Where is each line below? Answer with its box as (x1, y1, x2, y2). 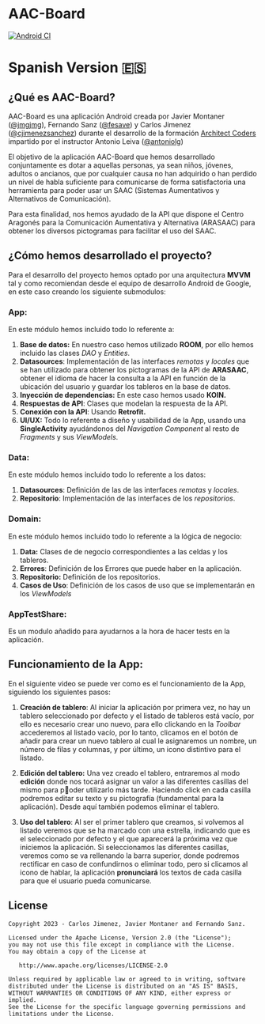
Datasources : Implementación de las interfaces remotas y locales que (19, 357, 250, 366)
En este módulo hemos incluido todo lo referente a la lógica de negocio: (8, 531, 243, 541)
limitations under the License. (8, 1010, 115, 1018)
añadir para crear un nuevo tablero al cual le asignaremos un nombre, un (19, 736, 257, 746)
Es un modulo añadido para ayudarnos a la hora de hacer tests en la (8, 626, 230, 636)
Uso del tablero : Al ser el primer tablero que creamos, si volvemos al (19, 817, 244, 826)
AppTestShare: (8, 608, 67, 619)
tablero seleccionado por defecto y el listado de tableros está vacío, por (19, 711, 255, 720)
